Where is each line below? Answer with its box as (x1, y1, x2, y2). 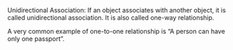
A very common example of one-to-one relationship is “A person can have (7, 27, 226, 35)
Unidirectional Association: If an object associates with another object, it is (7, 6, 227, 14)
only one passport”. (7, 35, 65, 43)
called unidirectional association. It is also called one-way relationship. (7, 13, 214, 22)
